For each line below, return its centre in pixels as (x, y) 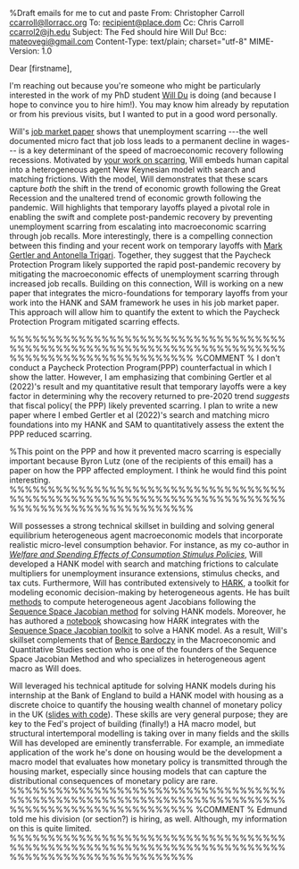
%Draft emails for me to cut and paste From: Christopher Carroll (127, 13)
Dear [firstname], (41, 68)
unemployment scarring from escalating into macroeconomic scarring (138, 226)
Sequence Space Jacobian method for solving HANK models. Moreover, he (148, 611)
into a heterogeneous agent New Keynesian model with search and (133, 170)
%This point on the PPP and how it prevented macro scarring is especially (145, 452)
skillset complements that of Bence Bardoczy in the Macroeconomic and (143, 640)
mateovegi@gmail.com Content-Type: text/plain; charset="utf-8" (129, 41)
